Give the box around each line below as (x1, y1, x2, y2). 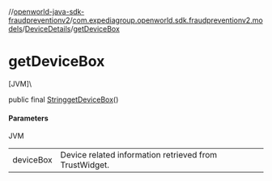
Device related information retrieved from (60, 149, 218, 161)
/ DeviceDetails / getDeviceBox (22, 24, 120, 33)
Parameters (8, 113, 49, 123)
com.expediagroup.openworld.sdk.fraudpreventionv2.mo (72, 15, 263, 25)
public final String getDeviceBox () (8, 95, 119, 104)
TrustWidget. (60, 159, 110, 170)
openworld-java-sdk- (13, 7, 85, 16)
